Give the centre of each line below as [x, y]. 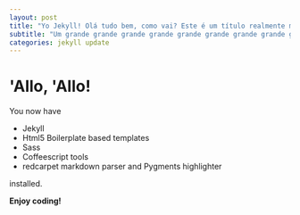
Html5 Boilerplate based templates [86, 138]
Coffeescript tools [55, 157]
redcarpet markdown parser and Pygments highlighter [122, 167]
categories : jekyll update [59, 42]
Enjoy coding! [35, 201]
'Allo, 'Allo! [50, 87]
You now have [35, 112]
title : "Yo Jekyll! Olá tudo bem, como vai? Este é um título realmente [147, 26]
